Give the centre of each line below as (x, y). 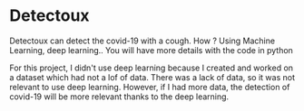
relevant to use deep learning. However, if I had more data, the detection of (150, 87)
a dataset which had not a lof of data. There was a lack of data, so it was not (152, 77)
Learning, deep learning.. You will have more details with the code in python (151, 50)
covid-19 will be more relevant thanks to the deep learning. (119, 97)
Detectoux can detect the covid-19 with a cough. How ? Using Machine (142, 41)
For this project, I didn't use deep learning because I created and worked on (151, 68)
